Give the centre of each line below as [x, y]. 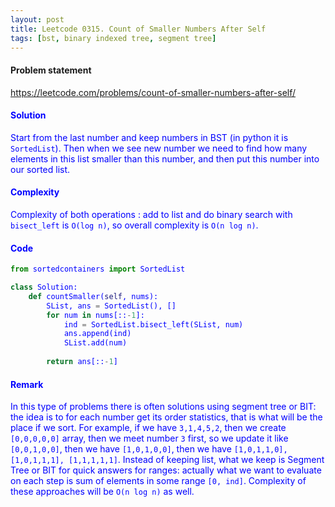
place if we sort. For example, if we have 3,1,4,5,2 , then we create [148, 428]
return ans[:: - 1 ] [82, 362]
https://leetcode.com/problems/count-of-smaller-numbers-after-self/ [153, 92]
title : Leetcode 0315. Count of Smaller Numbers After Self [138, 29]
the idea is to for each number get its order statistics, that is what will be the [166, 417]
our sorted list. [40, 169]
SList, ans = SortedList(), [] [111, 306]
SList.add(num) [95, 343]
